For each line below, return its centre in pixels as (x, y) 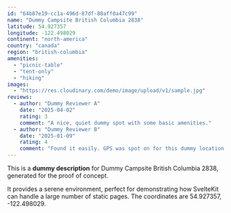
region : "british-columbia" (48, 53)
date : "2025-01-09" (48, 136)
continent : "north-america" (48, 39)
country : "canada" (34, 46)
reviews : (20, 98)
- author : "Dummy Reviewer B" (57, 129)
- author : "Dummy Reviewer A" (57, 104)
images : (18, 84)
